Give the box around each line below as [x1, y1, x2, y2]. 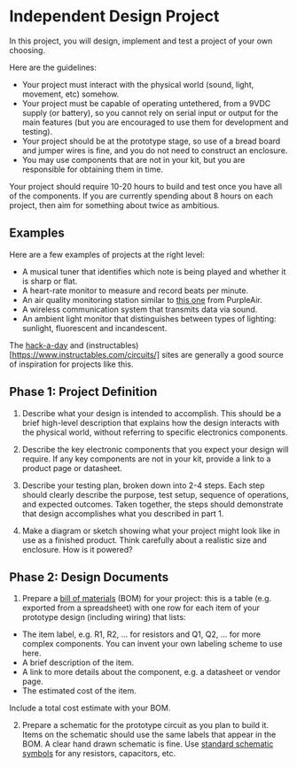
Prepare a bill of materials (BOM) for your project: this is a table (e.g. [21, 593, 272, 604]
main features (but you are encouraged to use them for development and [21, 117, 289, 128]
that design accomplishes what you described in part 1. [21, 507, 224, 519]
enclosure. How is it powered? [21, 544, 133, 554]
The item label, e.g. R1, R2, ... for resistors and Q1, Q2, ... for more [21, 629, 262, 639]
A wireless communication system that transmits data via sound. [21, 304, 258, 314]
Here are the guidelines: [9, 62, 98, 73]
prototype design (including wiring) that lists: [21, 612, 186, 623]
